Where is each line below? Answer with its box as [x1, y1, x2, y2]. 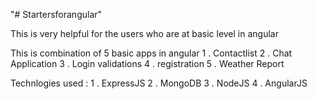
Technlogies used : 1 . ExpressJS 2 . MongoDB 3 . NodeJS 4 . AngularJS [10, 77, 308, 89]
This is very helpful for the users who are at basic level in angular [10, 28, 279, 39]
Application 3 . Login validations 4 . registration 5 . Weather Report [10, 58, 285, 69]
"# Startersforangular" [10, 9, 103, 20]
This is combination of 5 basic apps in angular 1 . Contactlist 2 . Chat [10, 47, 293, 59]
